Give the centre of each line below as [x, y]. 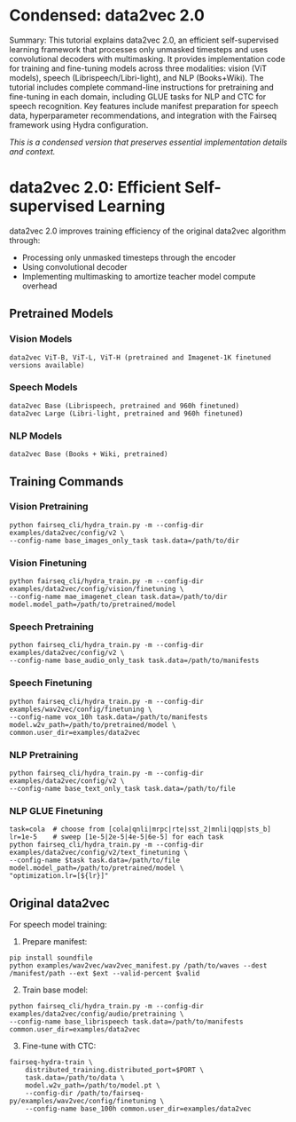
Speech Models [43, 387]
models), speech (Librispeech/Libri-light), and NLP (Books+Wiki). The [136, 77]
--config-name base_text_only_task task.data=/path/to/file [123, 789]
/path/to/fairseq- [110, 1094]
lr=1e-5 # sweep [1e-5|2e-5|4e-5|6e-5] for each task [117, 837]
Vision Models [41, 339]
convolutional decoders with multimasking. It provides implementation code [147, 59]
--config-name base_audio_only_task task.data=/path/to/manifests [134, 661]
